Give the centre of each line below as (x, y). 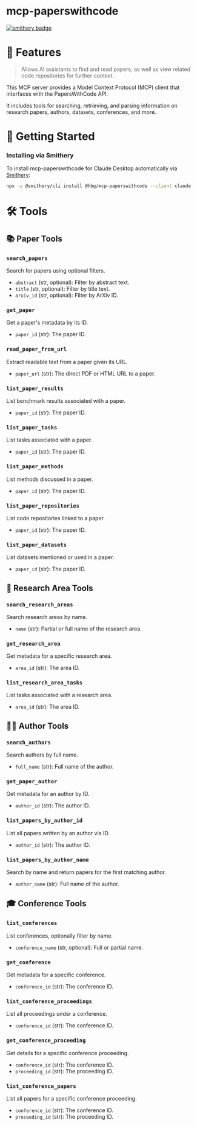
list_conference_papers (42, 1086)
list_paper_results (35, 388)
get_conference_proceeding (46, 1041)
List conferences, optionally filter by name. (60, 936)
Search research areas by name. (47, 617)
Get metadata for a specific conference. (56, 975)
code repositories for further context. (67, 75)
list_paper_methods (35, 467)
